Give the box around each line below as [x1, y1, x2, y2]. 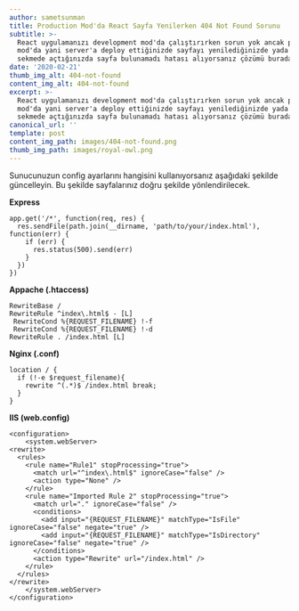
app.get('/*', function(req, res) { [9, 214, 145, 223]
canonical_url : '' [9, 121, 77, 130]
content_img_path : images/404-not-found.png [9, 137, 177, 146]
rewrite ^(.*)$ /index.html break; [25, 380, 158, 390]
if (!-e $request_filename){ [17, 373, 125, 382]
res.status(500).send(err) [32, 245, 133, 254]
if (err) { [25, 237, 66, 246]
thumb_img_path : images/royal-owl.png [9, 145, 153, 154]
